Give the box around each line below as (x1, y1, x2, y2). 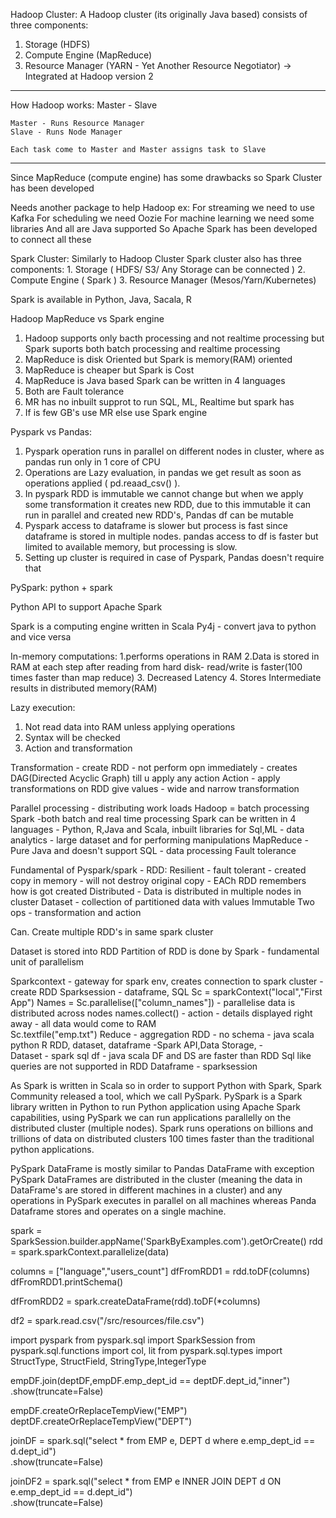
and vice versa (10, 631, 72, 643)
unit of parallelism (10, 956, 85, 968)
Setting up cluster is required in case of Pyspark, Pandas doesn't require (24, 552, 325, 563)
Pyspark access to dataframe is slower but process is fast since (24, 520, 288, 531)
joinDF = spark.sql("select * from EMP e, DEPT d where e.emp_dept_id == (10, 1435, 316, 1446)
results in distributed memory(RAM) (10, 682, 158, 694)
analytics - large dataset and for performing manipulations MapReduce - (10, 834, 309, 846)
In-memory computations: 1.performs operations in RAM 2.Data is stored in (10, 650, 320, 662)
